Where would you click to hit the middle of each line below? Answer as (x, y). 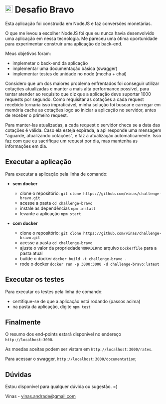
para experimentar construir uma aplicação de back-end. (64, 43)
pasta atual (31, 253)
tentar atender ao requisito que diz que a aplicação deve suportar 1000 (78, 94)
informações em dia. (26, 146)
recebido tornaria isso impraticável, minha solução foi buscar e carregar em (83, 104)
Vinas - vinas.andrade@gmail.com (40, 397)
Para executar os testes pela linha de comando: (54, 292)
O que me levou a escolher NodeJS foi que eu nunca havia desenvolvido (80, 33)
